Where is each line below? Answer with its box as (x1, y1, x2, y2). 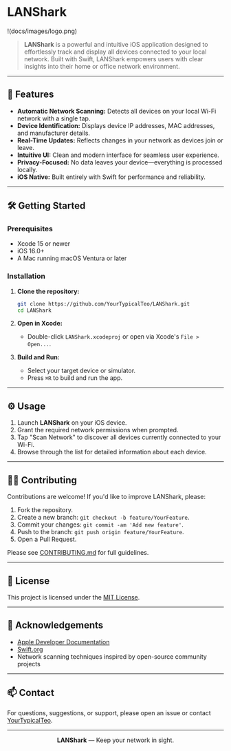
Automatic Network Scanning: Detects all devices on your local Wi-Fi (16, 107, 217, 115)
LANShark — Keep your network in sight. (57, 736, 174, 744)
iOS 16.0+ (16, 247, 45, 255)
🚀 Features (7, 89, 54, 101)
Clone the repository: (16, 287, 80, 295)
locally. (16, 165, 38, 173)
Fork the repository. (16, 506, 74, 514)
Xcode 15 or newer (16, 240, 71, 248)
